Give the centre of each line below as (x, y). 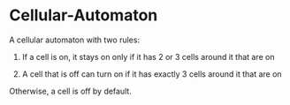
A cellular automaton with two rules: (74, 40)
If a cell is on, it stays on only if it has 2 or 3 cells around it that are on (149, 56)
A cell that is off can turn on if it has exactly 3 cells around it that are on (152, 74)
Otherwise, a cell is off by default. (71, 91)
